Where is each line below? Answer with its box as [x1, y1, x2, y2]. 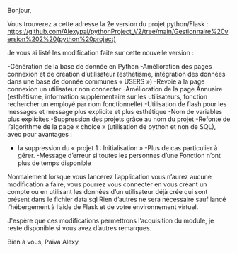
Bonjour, [7, 6, 32, 14]
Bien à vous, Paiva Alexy [7, 237, 79, 246]
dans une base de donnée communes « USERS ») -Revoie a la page [7, 77, 205, 86]
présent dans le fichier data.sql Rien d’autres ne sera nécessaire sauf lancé [7, 195, 226, 203]
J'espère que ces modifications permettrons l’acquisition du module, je [7, 216, 214, 225]
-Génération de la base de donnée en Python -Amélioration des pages [7, 62, 212, 70]
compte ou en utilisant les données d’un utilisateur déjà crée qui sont [7, 188, 208, 196]
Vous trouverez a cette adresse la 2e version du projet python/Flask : [7, 20, 209, 28]
